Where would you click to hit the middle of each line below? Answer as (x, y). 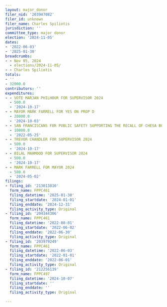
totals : (13, 75)
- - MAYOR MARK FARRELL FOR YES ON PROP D (50, 112)
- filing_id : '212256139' (32, 269)
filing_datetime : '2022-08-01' (42, 223)
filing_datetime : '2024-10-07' (42, 279)
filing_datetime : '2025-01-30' (42, 195)
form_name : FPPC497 (30, 274)
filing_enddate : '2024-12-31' (41, 204)
